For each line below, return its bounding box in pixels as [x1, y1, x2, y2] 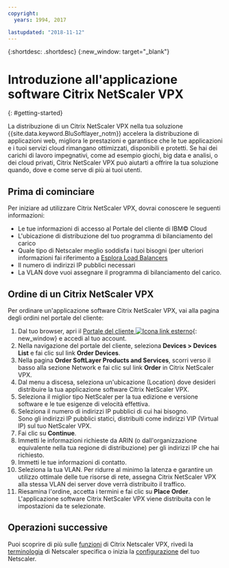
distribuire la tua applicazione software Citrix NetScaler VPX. [17, 385, 189, 393]
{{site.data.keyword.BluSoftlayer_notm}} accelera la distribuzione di [8, 130, 200, 138]
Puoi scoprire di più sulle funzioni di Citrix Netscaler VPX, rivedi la [8, 540, 194, 548]
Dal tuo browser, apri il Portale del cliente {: [17, 327, 197, 335]
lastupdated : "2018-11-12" [8, 29, 85, 36]
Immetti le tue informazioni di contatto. [17, 458, 128, 466]
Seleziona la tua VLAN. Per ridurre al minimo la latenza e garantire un [17, 465, 213, 473]
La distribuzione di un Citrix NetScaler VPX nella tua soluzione [8, 122, 184, 130]
